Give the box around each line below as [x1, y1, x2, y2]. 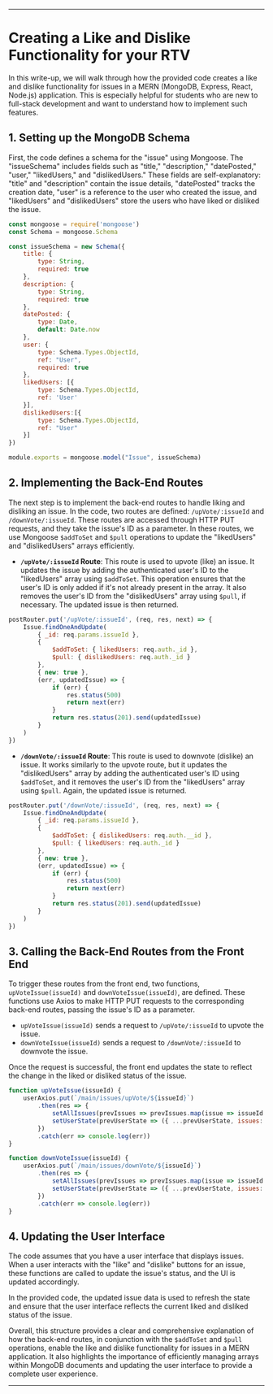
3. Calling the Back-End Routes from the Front [8, 945, 245, 958]
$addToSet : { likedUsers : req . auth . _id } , [51, 645, 198, 654]
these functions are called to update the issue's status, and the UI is [8, 1269, 236, 1279]
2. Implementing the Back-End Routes [8, 476, 204, 490]
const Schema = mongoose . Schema [8, 228, 118, 236]
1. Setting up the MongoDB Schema [8, 131, 191, 145]
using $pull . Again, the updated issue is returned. [19, 785, 187, 795]
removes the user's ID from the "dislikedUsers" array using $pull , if [19, 591, 246, 601]
